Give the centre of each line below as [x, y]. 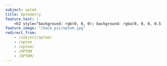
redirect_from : [21, 33]
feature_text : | [22, 19]
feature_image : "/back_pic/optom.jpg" [45, 28]
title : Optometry [23, 14]
